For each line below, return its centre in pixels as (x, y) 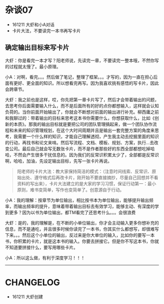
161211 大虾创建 (27, 297)
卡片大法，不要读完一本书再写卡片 (46, 30)
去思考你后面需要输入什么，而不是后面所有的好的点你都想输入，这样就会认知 (82, 105)
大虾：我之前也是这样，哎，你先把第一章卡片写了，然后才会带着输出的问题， (82, 100)
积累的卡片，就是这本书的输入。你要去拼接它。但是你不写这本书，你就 (88, 241)
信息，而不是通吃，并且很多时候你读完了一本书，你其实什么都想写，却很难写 (82, 229)
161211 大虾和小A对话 (33, 25)
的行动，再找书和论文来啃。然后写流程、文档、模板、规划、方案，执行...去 (80, 142)
